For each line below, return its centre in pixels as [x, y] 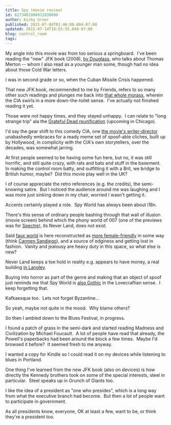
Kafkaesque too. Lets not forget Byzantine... [52, 298]
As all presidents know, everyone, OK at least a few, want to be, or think [81, 411]
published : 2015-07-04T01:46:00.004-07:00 [51, 24]
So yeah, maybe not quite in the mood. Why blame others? [68, 308]
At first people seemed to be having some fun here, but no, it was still [79, 158]
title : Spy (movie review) [34, 10]
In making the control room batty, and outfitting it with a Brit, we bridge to [83, 168]
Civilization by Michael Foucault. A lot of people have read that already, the [85, 333]
